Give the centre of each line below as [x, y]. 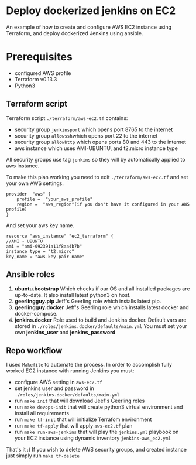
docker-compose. [36, 313]
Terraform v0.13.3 [36, 79]
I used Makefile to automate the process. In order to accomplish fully [89, 365]
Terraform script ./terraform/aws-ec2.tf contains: [67, 118]
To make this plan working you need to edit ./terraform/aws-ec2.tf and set [97, 177]
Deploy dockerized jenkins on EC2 [91, 11]
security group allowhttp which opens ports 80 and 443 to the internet [100, 142]
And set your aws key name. [40, 225]
